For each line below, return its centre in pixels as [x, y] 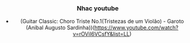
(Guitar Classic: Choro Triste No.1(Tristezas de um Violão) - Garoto [102, 21]
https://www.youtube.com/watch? [136, 27]
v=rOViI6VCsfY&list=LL [101, 34]
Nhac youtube [98, 8]
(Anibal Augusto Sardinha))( [60, 27]
